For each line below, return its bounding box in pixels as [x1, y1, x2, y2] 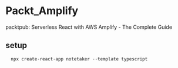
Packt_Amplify [5, 4, 79, 18]
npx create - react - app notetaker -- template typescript [11, 56, 148, 62]
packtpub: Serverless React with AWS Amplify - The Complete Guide [5, 23, 173, 30]
